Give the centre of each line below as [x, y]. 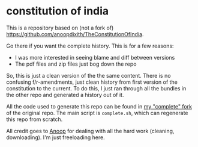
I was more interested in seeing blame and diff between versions [95, 57]
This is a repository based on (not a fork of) [60, 28]
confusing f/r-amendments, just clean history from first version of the [92, 82]
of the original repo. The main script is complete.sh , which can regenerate [97, 113]
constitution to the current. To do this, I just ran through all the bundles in [96, 88]
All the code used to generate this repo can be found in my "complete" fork [99, 106]
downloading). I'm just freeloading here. [55, 137]
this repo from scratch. [34, 119]
